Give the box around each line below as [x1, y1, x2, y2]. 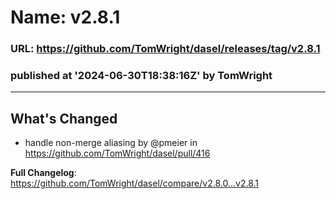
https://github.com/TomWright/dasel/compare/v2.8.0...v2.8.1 [10, 177, 260, 190]
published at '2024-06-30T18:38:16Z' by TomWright [10, 69, 273, 83]
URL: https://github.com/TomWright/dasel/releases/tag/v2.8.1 [10, 42, 321, 56]
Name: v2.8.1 [10, 6, 121, 29]
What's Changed [10, 110, 118, 127]
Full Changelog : [10, 167, 77, 179]
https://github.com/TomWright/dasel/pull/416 [24, 147, 211, 160]
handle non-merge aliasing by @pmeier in [24, 137, 198, 149]
